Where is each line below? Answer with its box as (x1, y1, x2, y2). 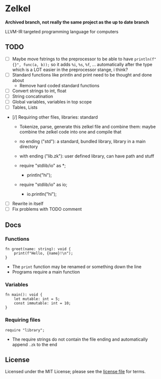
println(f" (134, 57, 157, 62)
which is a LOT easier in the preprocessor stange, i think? (12, 67, 128, 73)
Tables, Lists (12, 104, 38, 110)
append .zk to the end (12, 341, 57, 347)
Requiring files (5, 317, 41, 324)
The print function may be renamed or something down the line (12, 263, 142, 270)
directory (19, 144, 38, 150)
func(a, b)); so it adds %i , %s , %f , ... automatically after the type (23, 61, 153, 67)
